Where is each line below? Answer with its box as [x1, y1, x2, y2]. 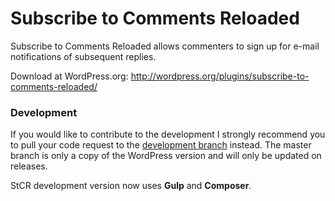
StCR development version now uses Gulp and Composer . [10, 180, 252, 192]
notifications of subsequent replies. [10, 50, 157, 62]
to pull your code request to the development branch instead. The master [10, 139, 312, 151]
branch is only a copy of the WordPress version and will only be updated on [10, 150, 322, 162]
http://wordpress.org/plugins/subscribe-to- [130, 70, 310, 82]
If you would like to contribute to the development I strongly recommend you [10, 128, 326, 141]
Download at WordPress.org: [10, 70, 129, 82]
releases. [10, 160, 48, 172]
